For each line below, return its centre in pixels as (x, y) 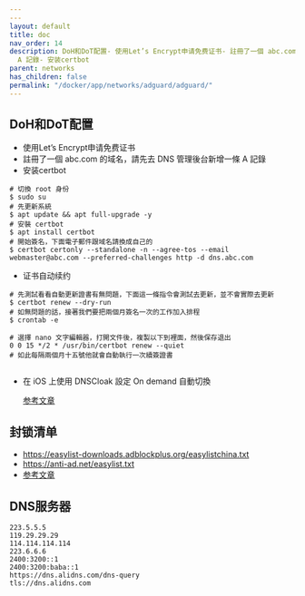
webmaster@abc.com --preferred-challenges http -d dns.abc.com (132, 258)
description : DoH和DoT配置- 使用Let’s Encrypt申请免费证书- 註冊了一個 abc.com (153, 52)
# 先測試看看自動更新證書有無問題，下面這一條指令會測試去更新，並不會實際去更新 (142, 295)
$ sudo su (28, 197)
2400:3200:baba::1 (44, 568)
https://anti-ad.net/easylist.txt (78, 464)
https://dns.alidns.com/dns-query (75, 576)
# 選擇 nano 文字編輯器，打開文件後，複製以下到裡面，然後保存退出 (120, 338)
